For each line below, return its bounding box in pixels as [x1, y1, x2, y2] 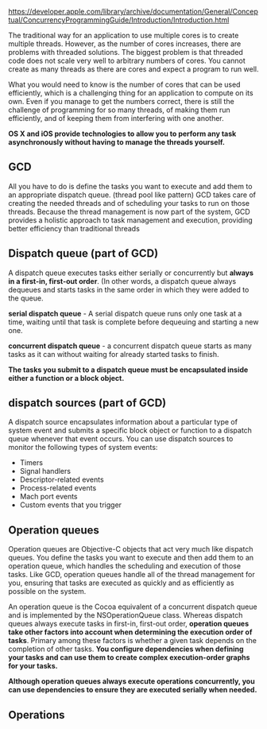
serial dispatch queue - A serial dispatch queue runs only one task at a [8, 308, 242, 318]
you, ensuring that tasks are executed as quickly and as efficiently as [8, 578, 234, 587]
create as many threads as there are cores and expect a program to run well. [8, 64, 259, 74]
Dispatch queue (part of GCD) [8, 246, 159, 261]
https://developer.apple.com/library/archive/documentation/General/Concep [8, 7, 258, 16]
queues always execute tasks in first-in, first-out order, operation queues [8, 619, 250, 629]
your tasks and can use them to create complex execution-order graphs [8, 653, 250, 662]
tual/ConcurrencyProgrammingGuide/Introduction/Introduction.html [8, 15, 230, 25]
